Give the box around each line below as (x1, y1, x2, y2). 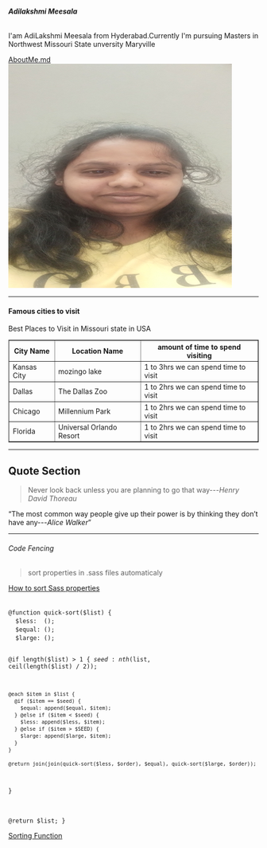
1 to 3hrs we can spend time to (144, 363, 246, 372)
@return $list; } (8, 817, 66, 825)
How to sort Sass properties (8, 583, 100, 593)
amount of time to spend (157, 342, 242, 351)
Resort (58, 430, 80, 440)
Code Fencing (8, 543, 54, 553)
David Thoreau (27, 494, 77, 504)
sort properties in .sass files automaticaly (27, 568, 163, 578)
